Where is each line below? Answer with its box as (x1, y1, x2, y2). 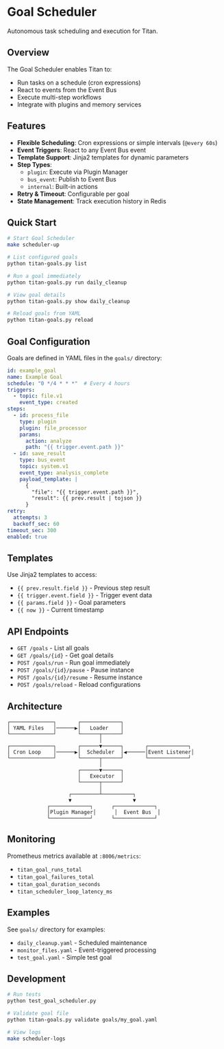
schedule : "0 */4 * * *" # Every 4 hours (7, 379, 130, 387)
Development (7, 973, 66, 985)
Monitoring (7, 833, 56, 846)
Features (7, 120, 46, 132)
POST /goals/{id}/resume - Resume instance (16, 673, 142, 681)
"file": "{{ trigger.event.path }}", (32, 489, 139, 496)
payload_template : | (19, 476, 78, 483)
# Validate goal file (7, 1010, 69, 1017)
